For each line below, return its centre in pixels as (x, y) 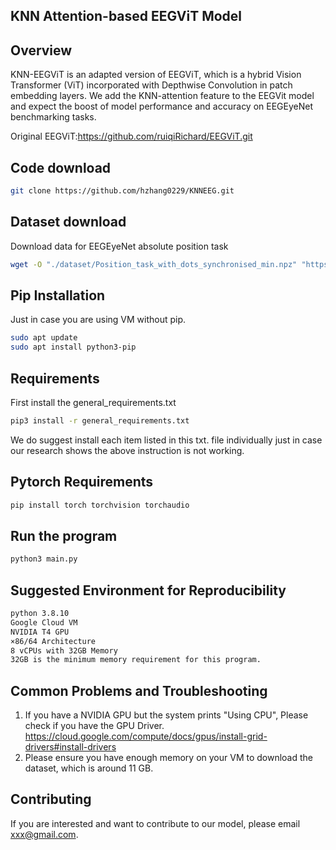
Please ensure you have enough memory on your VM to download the (168, 758)
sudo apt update (44, 338)
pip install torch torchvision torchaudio (100, 505)
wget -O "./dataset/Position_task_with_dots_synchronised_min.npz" (154, 264)
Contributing (51, 799)
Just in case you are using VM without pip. (98, 320)
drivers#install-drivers (70, 747)
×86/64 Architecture (53, 641)
